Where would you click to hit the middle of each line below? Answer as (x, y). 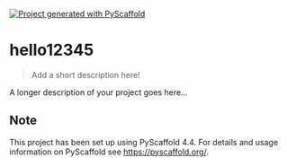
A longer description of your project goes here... (99, 92)
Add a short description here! (86, 74)
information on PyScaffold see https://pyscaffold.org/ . (109, 152)
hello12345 (52, 50)
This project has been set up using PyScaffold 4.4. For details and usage (144, 142)
